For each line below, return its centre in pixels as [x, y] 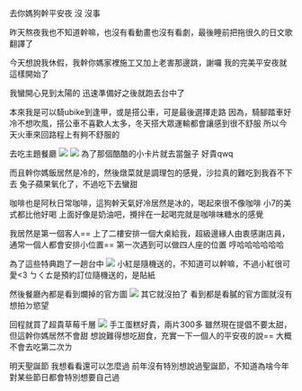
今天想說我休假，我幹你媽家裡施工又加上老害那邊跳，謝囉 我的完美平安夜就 [148, 62]
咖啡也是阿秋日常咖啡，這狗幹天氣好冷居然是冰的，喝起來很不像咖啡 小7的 [147, 203]
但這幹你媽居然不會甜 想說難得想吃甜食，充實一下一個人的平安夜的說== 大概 [151, 336]
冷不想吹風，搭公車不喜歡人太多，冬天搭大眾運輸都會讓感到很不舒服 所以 [144, 123]
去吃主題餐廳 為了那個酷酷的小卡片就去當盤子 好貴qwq [121, 154]
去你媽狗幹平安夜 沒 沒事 [55, 13]
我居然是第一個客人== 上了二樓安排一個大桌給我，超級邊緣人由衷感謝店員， [150, 233]
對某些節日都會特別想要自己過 [64, 377]
